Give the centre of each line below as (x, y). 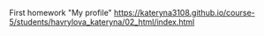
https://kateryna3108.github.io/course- (185, 13)
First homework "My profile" (60, 13)
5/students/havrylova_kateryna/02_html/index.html (102, 22)
